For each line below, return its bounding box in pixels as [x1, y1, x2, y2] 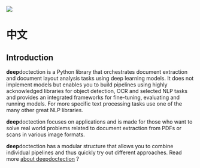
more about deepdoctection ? [6, 155, 80, 162]
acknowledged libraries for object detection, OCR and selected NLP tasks [6, 88, 187, 94]
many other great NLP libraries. [6, 107, 84, 113]
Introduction [6, 52, 54, 62]
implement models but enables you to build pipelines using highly [6, 81, 168, 88]
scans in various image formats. [6, 131, 85, 138]
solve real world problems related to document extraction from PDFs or [6, 125, 182, 131]
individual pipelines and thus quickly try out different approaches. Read [6, 149, 182, 156]
